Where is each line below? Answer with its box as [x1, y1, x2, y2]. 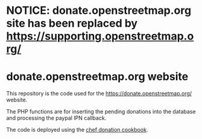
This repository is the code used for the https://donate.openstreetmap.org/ [6, 90, 192, 97]
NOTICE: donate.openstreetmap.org [6, 4, 192, 18]
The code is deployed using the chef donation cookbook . [6, 126, 148, 134]
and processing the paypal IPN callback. [6, 114, 107, 121]
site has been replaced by [6, 16, 137, 30]
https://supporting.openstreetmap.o [6, 30, 194, 43]
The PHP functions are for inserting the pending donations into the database [6, 108, 196, 115]
